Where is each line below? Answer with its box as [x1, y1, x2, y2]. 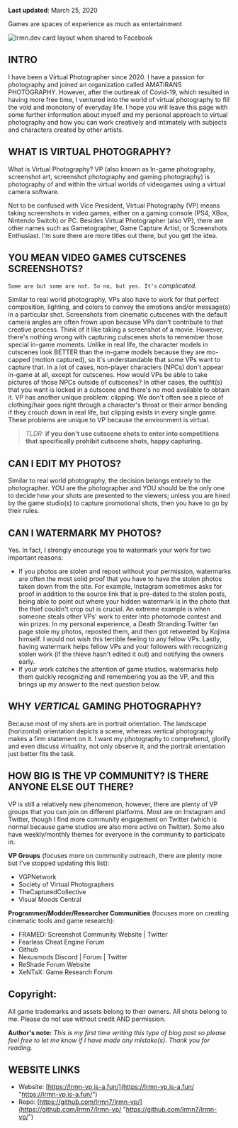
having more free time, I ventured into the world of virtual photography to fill [8, 95, 230, 103]
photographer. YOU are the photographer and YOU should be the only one [8, 484, 225, 492]
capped [8, 356, 30, 364]
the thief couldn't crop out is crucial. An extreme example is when [18, 605, 211, 614]
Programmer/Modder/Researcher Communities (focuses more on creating [8, 908, 229, 917]
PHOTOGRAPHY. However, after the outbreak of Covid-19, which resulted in [8, 88, 229, 96]
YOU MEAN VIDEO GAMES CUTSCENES [8, 252, 186, 264]
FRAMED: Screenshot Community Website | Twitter [18, 930, 169, 938]
